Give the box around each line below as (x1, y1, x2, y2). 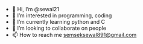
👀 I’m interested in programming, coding (11, 12, 112, 19)
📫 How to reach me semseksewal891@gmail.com (11, 32, 137, 38)
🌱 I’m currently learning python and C (11, 18, 106, 25)
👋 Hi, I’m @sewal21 (11, 6, 59, 12)
